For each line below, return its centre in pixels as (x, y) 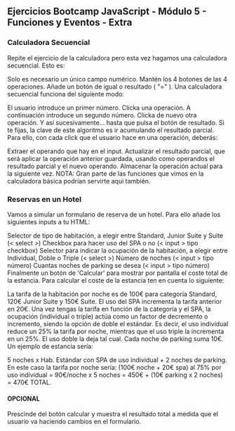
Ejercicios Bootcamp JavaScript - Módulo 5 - (107, 12)
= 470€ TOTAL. (29, 382)
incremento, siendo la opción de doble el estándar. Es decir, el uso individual (118, 323)
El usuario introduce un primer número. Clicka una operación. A (99, 108)
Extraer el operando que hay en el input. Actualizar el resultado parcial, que (116, 151)
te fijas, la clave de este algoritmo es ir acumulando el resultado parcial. (111, 130)
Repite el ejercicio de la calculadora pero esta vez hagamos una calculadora (117, 58)
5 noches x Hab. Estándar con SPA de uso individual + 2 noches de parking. (117, 360)
